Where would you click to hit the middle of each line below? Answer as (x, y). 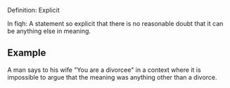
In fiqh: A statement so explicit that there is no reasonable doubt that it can (115, 23)
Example (27, 53)
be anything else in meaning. (49, 31)
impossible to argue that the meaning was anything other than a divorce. (112, 77)
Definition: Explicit (33, 10)
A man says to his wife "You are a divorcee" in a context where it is (104, 70)
